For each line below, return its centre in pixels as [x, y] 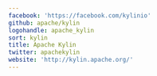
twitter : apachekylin [44, 52]
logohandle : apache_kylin [51, 30]
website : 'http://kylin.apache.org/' [71, 60]
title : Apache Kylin [43, 45]
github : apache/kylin [44, 23]
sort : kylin [28, 38]
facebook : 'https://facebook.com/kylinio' [80, 15]
